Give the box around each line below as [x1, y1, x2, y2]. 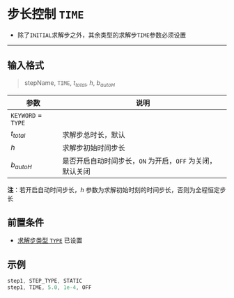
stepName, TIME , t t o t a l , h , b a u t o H [24, 78, 116, 88]
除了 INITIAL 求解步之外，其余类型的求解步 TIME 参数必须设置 [17, 31, 187, 39]
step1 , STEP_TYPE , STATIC [7, 278, 82, 285]
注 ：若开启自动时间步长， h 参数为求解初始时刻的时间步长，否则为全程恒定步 [7, 185, 226, 194]
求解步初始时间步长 [62, 143, 125, 152]
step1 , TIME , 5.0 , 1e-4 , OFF [7, 284, 92, 291]
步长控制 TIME [7, 6, 84, 22]
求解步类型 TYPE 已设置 [17, 236, 83, 244]
